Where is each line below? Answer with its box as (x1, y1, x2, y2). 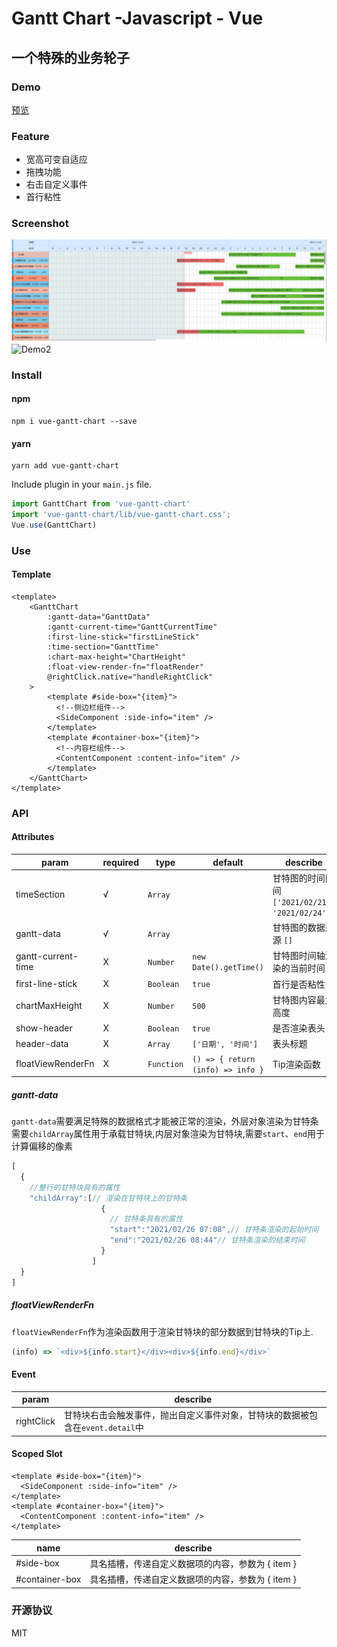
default (212, 856, 244, 868)
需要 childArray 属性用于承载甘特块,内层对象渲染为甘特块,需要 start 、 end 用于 (11, 1128, 325, 1140)
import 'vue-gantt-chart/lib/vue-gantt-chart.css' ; (11, 510, 231, 520)
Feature (11, 129, 50, 143)
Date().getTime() (192, 963, 264, 973)
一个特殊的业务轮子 (11, 49, 130, 66)
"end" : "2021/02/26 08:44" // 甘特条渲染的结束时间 (109, 1235, 306, 1246)
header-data (15, 1037, 69, 1049)
